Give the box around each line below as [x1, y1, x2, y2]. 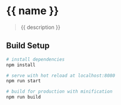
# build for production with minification [6, 88, 113, 95]
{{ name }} [6, 4, 59, 18]
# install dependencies [6, 56, 65, 63]
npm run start [6, 78, 42, 84]
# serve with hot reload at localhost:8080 [6, 73, 116, 78]
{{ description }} [20, 24, 60, 31]
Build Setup [6, 41, 50, 51]
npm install [6, 62, 36, 68]
